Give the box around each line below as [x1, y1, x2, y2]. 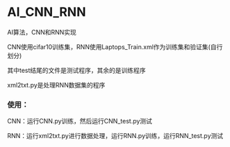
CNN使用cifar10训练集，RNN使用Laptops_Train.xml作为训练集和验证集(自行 [7, 42, 223, 51]
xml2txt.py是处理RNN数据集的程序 [7, 80, 106, 89]
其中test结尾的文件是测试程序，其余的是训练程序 [7, 66, 146, 74]
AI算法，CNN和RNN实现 [7, 28, 76, 36]
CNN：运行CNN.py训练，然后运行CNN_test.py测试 [7, 117, 153, 126]
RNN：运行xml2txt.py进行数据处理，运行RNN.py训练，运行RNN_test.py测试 [7, 132, 224, 140]
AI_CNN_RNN [7, 4, 86, 20]
